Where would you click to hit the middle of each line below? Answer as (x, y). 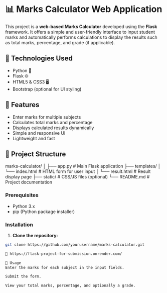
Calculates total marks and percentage (52, 122)
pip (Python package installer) (44, 212)
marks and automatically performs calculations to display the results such (81, 37)
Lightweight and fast (34, 138)
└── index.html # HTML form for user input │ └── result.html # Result (78, 171)
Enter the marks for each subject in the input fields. (65, 267)
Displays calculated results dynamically (53, 128)
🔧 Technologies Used (39, 59)
